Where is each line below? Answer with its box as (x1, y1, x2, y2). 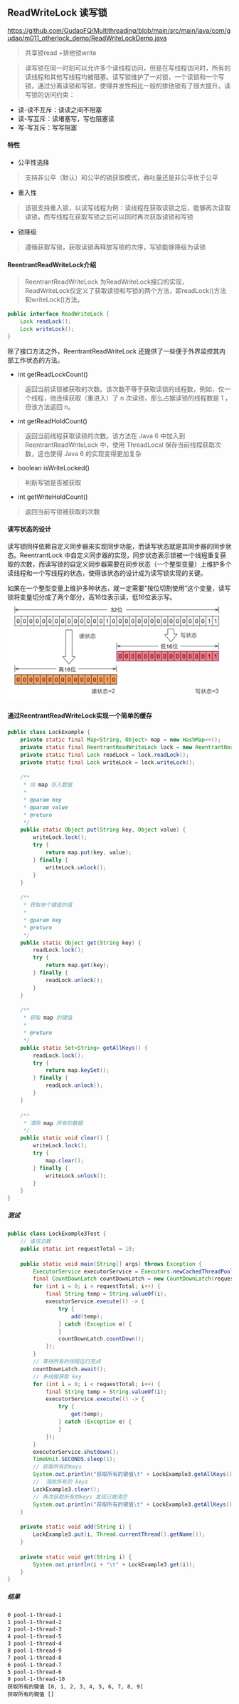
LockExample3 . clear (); (33, 1485, 100, 1493)
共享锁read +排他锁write (24, 48, 97, 57)
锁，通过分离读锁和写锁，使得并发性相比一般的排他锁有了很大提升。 (24, 81, 225, 90)
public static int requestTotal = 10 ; (20, 1245, 135, 1252)
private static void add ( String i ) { (20, 1524, 132, 1531)
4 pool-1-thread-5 (7, 1633, 62, 1641)
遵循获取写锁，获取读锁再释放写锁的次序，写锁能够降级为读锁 (24, 243, 206, 252)
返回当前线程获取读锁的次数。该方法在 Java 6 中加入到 (24, 431, 186, 440)
